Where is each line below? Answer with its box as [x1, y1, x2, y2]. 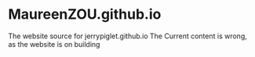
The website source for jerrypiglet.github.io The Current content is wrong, [8, 31, 247, 41]
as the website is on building [8, 39, 100, 48]
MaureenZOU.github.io [8, 5, 162, 23]
